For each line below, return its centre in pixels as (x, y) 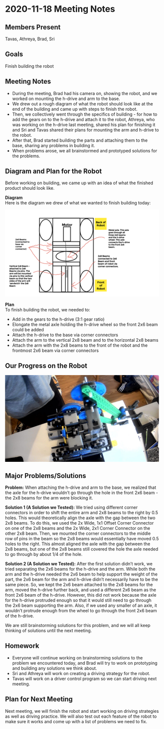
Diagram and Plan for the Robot (53, 171)
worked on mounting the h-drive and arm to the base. (66, 99)
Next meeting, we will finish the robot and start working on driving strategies (82, 711)
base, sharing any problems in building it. (53, 145)
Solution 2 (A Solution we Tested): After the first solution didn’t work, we (79, 564)
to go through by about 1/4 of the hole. (44, 554)
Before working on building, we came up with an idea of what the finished (79, 183)
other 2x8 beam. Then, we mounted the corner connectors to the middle (78, 533)
